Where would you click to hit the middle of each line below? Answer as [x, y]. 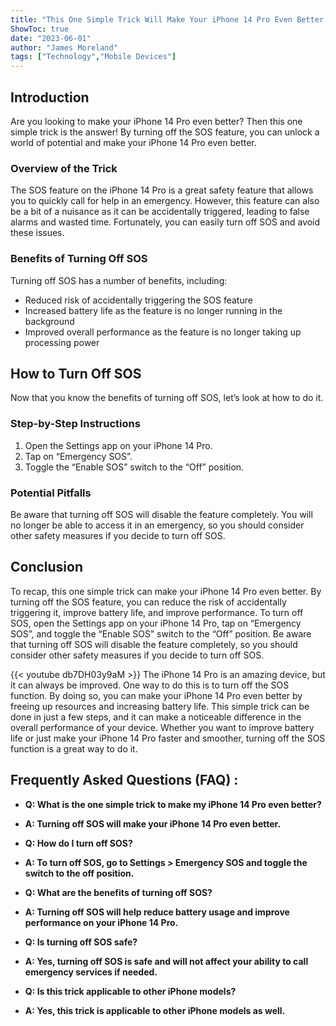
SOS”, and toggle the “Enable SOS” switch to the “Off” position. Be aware [161, 633]
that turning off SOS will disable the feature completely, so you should [154, 644]
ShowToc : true [40, 29]
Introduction [50, 97]
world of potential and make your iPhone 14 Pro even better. [133, 142]
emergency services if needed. [91, 972]
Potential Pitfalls [51, 493]
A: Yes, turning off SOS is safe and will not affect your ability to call [166, 961]
